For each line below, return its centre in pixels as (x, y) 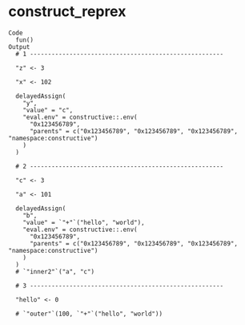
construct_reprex (67, 12)
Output (19, 47)
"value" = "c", (48, 110)
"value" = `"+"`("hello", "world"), (84, 222)
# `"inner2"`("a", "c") (55, 271)
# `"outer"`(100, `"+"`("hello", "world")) (89, 314)
